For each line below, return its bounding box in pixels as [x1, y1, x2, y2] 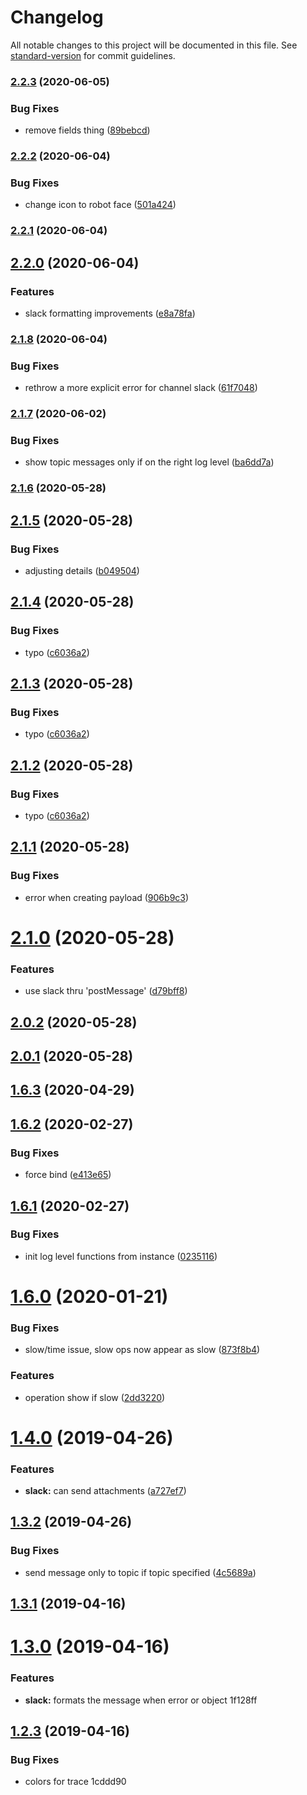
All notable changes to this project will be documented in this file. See [10, 39, 298, 51]
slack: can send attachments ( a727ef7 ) [24, 1485, 187, 1497]
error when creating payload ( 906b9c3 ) [24, 891, 190, 903]
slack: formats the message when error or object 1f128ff [24, 1694, 258, 1706]
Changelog [10, 6, 104, 29]
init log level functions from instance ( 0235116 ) [24, 1250, 218, 1262]
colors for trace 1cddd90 [24, 1776, 127, 1788]
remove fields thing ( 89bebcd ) [24, 124, 151, 136]
